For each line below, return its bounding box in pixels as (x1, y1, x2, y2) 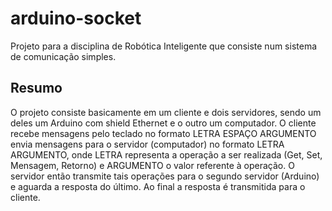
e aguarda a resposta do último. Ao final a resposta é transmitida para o (10, 180, 306, 192)
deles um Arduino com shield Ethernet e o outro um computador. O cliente (10, 117, 317, 129)
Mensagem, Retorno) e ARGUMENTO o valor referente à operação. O (10, 159, 295, 171)
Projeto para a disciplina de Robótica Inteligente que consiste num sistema (10, 40, 318, 52)
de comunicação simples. (10, 50, 117, 62)
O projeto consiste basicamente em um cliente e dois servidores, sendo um (10, 106, 322, 118)
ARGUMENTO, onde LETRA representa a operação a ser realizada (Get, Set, (10, 148, 323, 161)
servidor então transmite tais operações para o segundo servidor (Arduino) (10, 170, 320, 182)
